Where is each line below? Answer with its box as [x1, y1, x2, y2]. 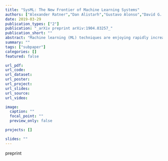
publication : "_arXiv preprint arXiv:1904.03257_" [5, 26, 113, 31]
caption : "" [9, 109, 35, 114]
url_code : [5, 67, 26, 72]
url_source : [5, 90, 30, 95]
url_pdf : [5, 63, 23, 68]
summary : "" [5, 40, 30, 45]
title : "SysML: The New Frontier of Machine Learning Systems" [5, 7, 140, 12]
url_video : [5, 95, 28, 100]
